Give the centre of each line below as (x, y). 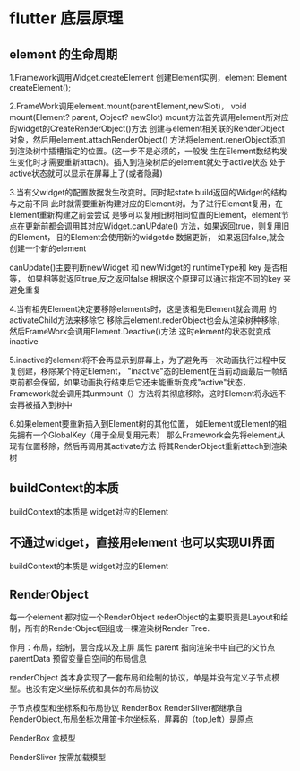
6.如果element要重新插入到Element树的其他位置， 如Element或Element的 (144, 424)
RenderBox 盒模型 (43, 738)
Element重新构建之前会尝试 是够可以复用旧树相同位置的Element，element (146, 215)
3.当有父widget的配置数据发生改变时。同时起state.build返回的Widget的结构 (148, 192)
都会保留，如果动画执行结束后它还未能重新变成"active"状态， (137, 382)
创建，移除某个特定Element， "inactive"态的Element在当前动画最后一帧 (148, 371)
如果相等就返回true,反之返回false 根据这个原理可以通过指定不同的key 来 (159, 278)
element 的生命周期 (64, 54)
